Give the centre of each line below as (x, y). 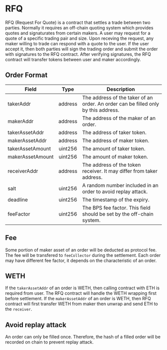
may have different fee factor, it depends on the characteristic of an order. (81, 260)
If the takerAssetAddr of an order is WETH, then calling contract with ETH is (83, 288)
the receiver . (19, 309)
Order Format (26, 75)
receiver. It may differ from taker (120, 171)
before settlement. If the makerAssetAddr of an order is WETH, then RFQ (78, 299)
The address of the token (112, 165)
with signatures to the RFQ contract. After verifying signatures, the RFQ (78, 54)
